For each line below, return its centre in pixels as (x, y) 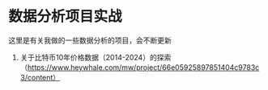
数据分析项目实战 (66, 16)
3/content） (40, 77)
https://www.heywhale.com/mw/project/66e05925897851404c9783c (143, 67)
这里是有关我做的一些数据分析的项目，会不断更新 (90, 40)
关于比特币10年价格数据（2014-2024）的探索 (96, 57)
